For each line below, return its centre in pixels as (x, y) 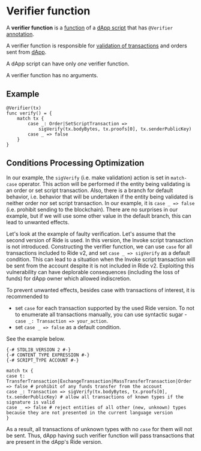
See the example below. (36, 339)
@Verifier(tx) (24, 108)
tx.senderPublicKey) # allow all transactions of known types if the (95, 397)
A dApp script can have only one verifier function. (68, 64)
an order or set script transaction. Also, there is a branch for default (90, 190)
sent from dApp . (26, 52)
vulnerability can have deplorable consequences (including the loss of (93, 272)
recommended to (28, 296)
